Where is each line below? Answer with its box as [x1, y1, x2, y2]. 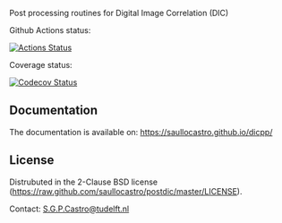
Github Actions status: [9, 25, 91, 35]
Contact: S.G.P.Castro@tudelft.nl [9, 203, 130, 214]
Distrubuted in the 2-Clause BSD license [9, 176, 158, 187]
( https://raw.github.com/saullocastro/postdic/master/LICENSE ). [9, 185, 243, 196]
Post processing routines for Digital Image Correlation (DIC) [9, 8, 229, 18]
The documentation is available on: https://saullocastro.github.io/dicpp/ [9, 126, 273, 137]
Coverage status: [9, 60, 73, 70]
